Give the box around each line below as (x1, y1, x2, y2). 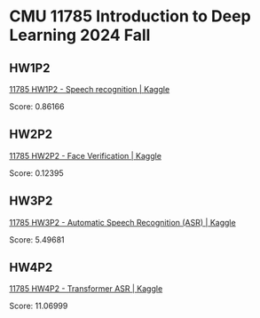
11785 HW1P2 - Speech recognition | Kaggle (9, 84, 170, 94)
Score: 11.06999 (9, 300, 68, 312)
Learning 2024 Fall (9, 25, 151, 45)
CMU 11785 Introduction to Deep (9, 6, 251, 27)
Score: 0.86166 (9, 101, 65, 112)
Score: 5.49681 (9, 234, 65, 245)
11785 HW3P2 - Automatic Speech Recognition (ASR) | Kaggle (9, 217, 237, 227)
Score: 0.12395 (9, 167, 64, 179)
